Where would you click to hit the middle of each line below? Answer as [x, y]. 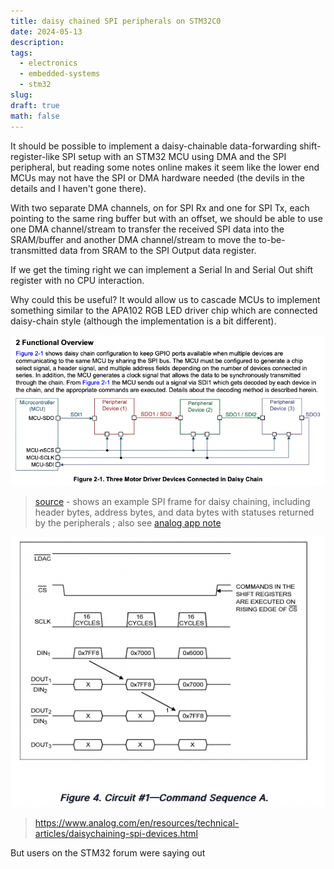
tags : [21, 53]
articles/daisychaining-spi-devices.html [116, 833]
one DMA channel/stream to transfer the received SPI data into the [147, 229]
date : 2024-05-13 [46, 31]
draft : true [35, 105]
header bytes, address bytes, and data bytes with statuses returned [174, 512]
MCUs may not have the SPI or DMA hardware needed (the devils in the [157, 177]
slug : [21, 95]
